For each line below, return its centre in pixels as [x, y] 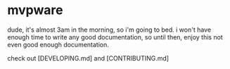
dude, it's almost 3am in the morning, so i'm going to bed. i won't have [109, 30]
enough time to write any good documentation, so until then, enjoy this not [115, 37]
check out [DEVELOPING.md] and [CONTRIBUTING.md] [88, 58]
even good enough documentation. [58, 44]
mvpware [35, 10]
